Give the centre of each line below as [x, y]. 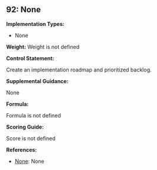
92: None [24, 10]
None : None [29, 161]
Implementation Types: [35, 24]
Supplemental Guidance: [37, 81]
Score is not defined [31, 138]
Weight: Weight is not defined [43, 47]
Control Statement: [30, 58]
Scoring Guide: [25, 127]
